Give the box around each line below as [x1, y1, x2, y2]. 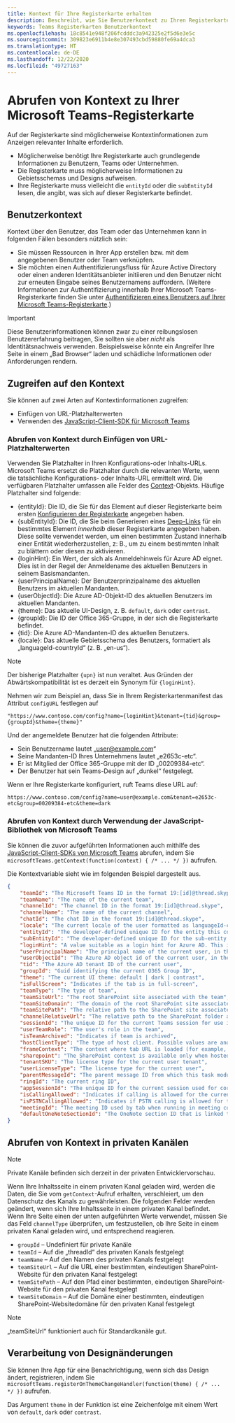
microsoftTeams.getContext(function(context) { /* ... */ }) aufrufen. [7, 856, 218, 864]
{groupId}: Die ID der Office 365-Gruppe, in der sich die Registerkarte [17, 614, 219, 623]
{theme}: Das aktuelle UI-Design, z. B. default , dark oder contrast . [17, 607, 211, 615]
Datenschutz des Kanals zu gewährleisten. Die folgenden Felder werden [7, 1197, 215, 1205]
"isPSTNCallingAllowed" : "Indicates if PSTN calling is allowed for [20, 1098, 224, 1105]
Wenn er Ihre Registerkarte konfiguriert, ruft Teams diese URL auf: [7, 781, 198, 789]
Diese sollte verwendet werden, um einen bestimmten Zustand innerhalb [17, 532, 227, 541]
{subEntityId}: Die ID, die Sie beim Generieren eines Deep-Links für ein [17, 517, 222, 525]
